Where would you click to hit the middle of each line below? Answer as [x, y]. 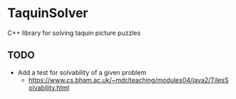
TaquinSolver [48, 13]
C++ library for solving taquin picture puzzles [74, 33]
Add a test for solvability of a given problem [82, 72]
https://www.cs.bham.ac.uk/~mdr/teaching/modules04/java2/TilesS [128, 80]
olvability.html [49, 88]
